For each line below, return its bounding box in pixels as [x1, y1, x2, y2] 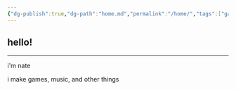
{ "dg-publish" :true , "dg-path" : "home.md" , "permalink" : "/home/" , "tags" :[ [7, 10, 221, 18]
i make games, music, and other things [7, 75, 119, 84]
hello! [7, 37, 33, 49]
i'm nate [7, 61, 31, 70]
